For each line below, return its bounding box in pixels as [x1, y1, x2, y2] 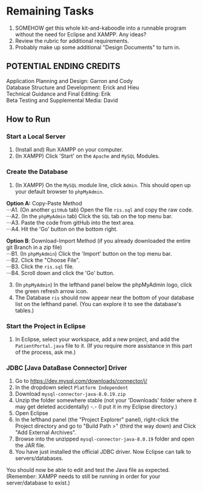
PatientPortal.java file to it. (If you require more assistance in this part [14, 342, 193, 350]
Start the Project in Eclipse [6, 322, 86, 330]
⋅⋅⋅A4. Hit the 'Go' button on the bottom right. [6, 225, 118, 233]
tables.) [14, 307, 34, 314]
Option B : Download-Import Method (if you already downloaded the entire [6, 237, 191, 244]
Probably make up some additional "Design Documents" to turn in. [14, 44, 181, 51]
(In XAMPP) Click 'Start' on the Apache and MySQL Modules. [14, 153, 160, 160]
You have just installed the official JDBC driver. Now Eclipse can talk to [14, 448, 192, 456]
